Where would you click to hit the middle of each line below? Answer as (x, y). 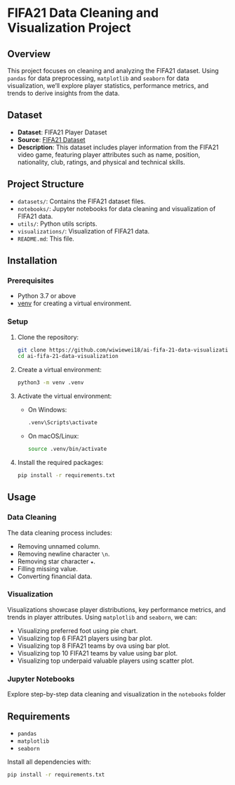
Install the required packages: (60, 462)
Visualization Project (69, 28)
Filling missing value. (48, 568)
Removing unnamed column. (59, 546)
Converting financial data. (55, 576)
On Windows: (47, 410)
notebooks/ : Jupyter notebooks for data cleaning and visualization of (116, 208)
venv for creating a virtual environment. (74, 303)
